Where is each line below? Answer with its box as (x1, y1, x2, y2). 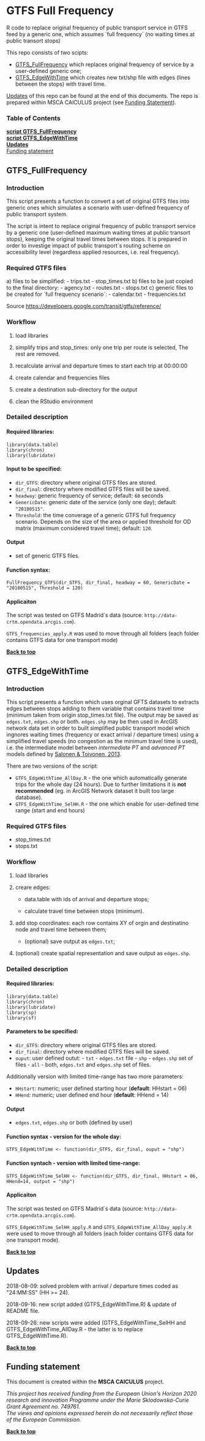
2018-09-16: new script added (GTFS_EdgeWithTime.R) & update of (6, 1300, 177, 1308)
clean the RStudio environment (15, 398, 94, 405)
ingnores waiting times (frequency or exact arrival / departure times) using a (6, 731, 199, 738)
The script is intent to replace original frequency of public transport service (6, 222, 196, 230)
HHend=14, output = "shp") (6, 1178, 75, 1184)
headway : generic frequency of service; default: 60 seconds (15, 491, 163, 499)
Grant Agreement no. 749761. (6, 1402, 81, 1410)
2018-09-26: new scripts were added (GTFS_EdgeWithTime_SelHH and (6, 1318, 186, 1326)
